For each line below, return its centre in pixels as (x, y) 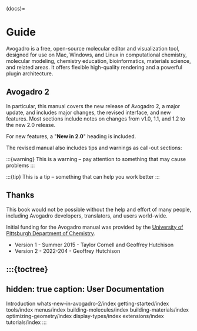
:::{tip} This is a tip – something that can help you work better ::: (83, 176)
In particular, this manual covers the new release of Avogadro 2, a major (93, 106)
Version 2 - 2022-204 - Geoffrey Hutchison (67, 251)
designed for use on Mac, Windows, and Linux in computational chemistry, (96, 55)
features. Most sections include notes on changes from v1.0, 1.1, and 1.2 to (96, 118)
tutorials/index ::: (26, 322)
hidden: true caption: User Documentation (85, 290)
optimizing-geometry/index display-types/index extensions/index (85, 316)
